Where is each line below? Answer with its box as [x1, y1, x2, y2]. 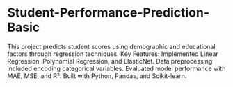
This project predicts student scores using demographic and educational [7, 42, 216, 50]
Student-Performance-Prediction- [7, 5, 210, 21]
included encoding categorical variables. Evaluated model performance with [7, 64, 226, 72]
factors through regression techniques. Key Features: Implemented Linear [7, 50, 219, 58]
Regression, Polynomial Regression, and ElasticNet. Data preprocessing [7, 57, 213, 65]
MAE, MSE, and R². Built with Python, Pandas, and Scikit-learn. [7, 71, 187, 80]
